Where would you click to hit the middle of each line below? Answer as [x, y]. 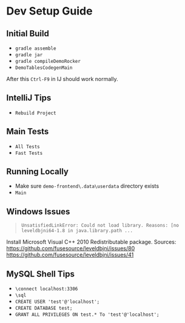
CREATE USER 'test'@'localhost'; [57, 302]
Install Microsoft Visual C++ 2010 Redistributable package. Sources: [91, 242]
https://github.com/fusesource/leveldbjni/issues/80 [71, 249]
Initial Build [28, 34]
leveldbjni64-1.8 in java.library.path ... [77, 231]
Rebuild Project [35, 113]
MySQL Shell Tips [40, 274]
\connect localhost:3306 [46, 289]
